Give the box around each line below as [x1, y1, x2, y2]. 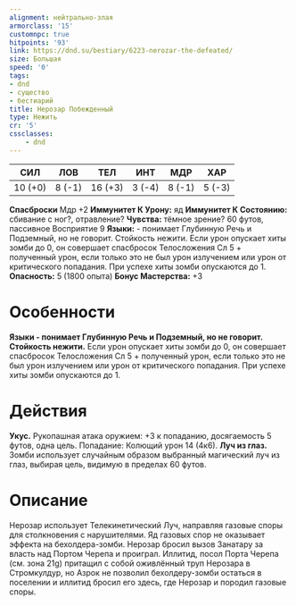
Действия [9, 400, 87, 421]
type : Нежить [9, 113, 58, 122]
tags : [9, 72, 29, 80]
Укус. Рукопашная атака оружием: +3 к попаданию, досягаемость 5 [9, 430, 272, 441]
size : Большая [9, 55, 62, 63]
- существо [9, 88, 50, 97]
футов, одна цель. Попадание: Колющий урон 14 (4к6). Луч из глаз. [9, 440, 267, 450]
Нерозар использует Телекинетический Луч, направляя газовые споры [9, 519, 284, 530]
